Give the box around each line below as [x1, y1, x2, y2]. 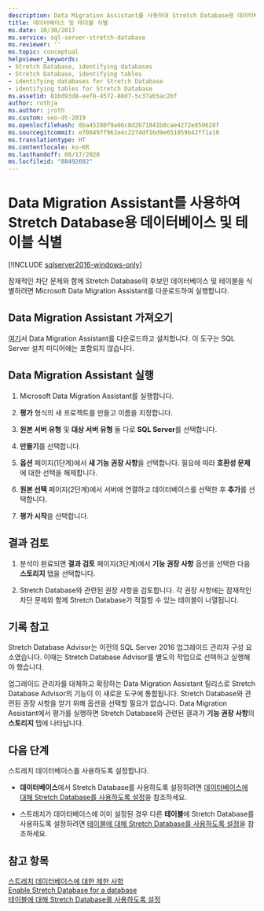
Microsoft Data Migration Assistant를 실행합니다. [19, 391, 174, 400]
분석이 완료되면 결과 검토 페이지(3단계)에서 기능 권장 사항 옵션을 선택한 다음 [19, 559, 251, 568]
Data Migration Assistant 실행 [8, 369, 155, 382]
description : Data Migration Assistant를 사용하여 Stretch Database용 [8, 11, 234, 20]
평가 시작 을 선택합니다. [19, 511, 89, 520]
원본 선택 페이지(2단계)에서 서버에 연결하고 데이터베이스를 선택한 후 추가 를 [19, 485, 247, 494]
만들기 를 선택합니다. [19, 441, 81, 451]
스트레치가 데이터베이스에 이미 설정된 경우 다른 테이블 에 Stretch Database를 [19, 810, 255, 819]
